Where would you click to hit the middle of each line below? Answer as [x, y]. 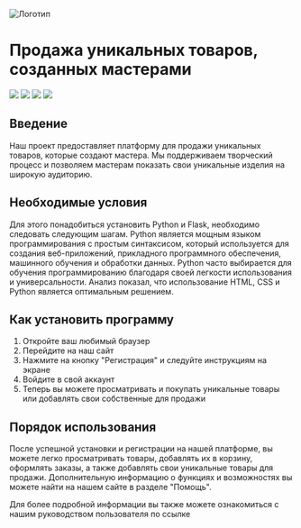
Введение [39, 124]
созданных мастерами [100, 70]
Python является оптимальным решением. [91, 291]
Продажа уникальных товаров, [134, 50]
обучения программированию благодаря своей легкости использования [151, 272]
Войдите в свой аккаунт [68, 379]
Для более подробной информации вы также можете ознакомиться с [144, 505]
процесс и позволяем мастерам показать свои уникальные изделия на [147, 164]
